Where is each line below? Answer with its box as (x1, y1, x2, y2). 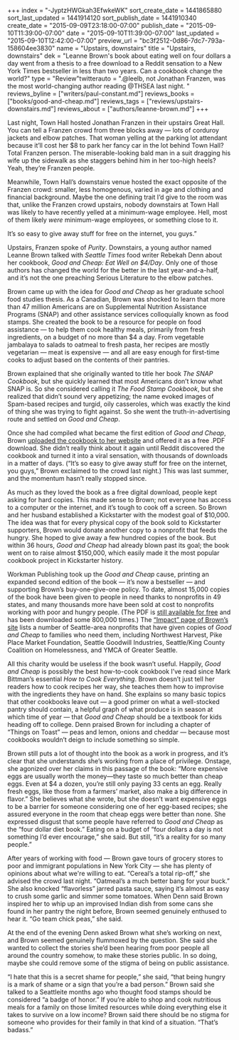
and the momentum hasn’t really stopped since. (7, 474, 147, 482)
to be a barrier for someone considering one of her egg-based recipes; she (7, 802, 228, 810)
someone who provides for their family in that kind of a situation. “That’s (7, 1018, 218, 1026)
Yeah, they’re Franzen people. (7, 164, 95, 172)
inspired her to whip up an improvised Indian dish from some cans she (7, 899, 213, 908)
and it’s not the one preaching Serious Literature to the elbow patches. (7, 274, 213, 282)
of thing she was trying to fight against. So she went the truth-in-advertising (7, 407, 230, 416)
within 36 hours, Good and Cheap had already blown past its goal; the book (7, 541, 230, 549)
